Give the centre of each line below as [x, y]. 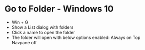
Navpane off [24, 42]
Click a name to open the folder [43, 32]
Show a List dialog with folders [42, 27]
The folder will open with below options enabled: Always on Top [76, 37]
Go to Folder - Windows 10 [59, 9]
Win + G [20, 22]
